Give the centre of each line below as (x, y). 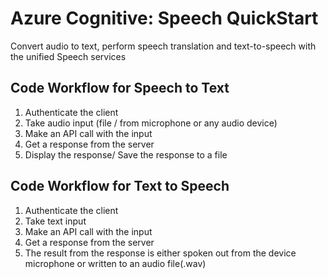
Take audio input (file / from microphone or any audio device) (151, 123)
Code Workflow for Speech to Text (120, 88)
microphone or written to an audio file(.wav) (115, 263)
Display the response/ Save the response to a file (126, 154)
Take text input (55, 221)
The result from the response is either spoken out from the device (160, 253)
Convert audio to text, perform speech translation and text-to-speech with (163, 46)
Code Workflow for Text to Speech (120, 186)
